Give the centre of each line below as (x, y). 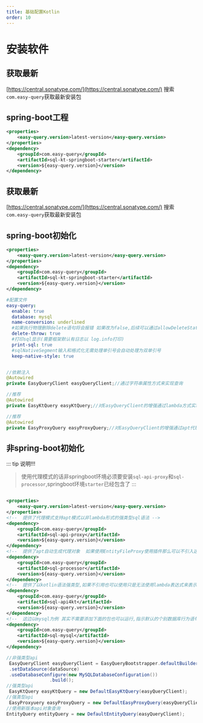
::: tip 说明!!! (21, 464)
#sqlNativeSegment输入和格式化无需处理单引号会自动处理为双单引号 (86, 350)
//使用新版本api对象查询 (33, 708)
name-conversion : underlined (48, 323)
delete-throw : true (36, 334)
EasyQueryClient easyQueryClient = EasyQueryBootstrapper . (85, 663)
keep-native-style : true (43, 356)
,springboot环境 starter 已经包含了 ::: (91, 484)
